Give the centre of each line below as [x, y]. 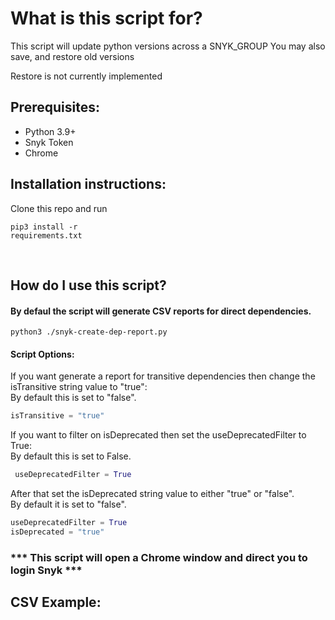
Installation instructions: [88, 184]
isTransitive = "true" [57, 416]
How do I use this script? [88, 285]
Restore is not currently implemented [86, 76]
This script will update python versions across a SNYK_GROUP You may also [168, 46]
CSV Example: [56, 602]
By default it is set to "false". [68, 504]
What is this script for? [106, 18]
